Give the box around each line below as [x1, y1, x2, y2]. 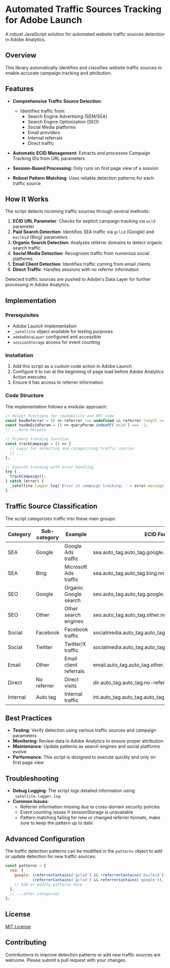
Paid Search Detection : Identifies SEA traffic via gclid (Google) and [12, 229, 154, 235]
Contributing [5, 938, 47, 947]
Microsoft [64, 563, 88, 570]
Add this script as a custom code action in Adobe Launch [12, 363, 133, 369]
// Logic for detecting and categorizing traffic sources [10, 446, 135, 451]
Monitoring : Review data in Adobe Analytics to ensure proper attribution [12, 738, 163, 744]
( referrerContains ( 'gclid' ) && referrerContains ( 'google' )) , [32, 877, 164, 882]
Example [65, 530, 87, 537]
